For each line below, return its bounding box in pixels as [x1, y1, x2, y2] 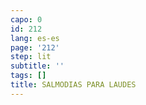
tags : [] [10, 71, 47, 81]
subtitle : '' [10, 61, 65, 71]
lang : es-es [10, 33, 60, 43]
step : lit [10, 52, 52, 62]
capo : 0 [10, 14, 43, 25]
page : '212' [10, 42, 60, 53]
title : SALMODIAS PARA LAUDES [10, 80, 137, 90]
